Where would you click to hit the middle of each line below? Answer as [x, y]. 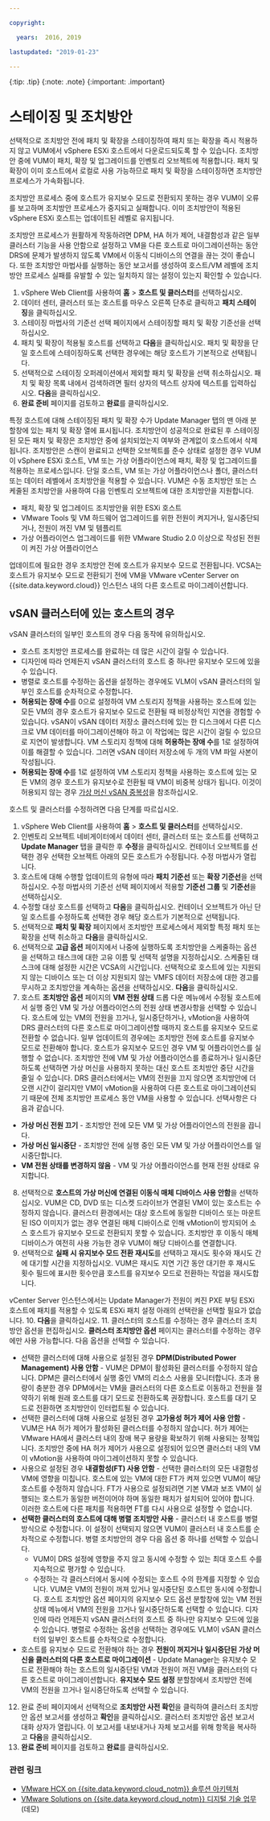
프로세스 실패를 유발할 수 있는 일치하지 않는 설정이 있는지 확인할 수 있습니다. [143, 275]
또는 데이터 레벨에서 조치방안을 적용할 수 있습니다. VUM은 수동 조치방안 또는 [129, 481]
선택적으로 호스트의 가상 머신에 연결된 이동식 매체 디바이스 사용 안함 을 [129, 1193]
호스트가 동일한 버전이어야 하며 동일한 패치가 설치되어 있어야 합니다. [149, 1499]
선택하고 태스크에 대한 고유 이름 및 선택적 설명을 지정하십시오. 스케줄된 [140, 957]
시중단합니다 [41, 1155]
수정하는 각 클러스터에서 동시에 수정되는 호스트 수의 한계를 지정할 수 [139, 1579]
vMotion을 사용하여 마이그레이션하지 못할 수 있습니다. [114, 1459]
